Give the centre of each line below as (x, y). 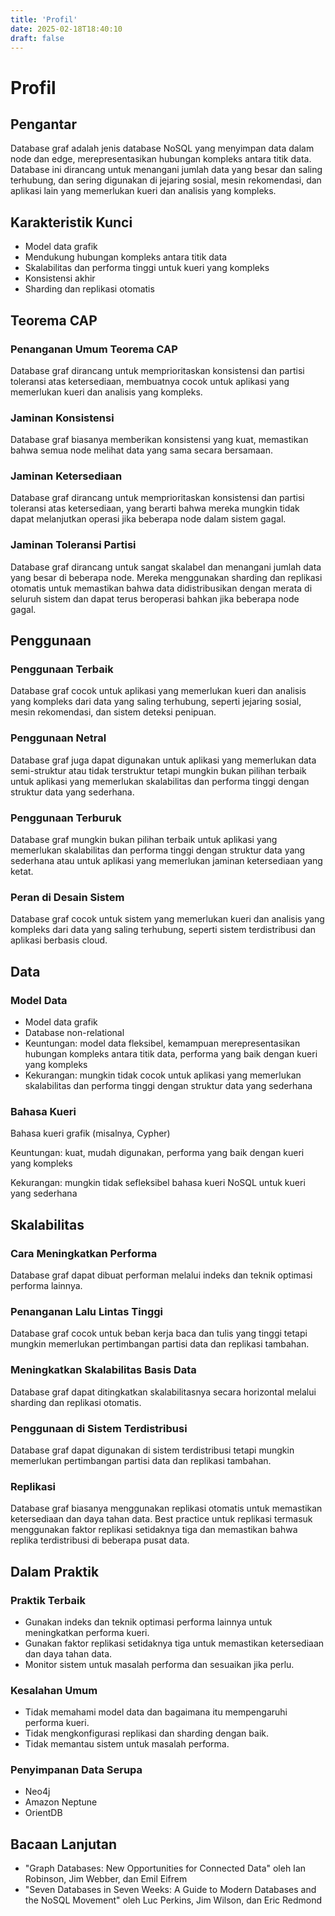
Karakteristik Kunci (71, 222)
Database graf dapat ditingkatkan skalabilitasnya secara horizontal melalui (163, 1392)
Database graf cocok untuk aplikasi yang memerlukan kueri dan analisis (158, 691)
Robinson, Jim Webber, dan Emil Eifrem (106, 1879)
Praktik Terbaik (48, 1600)
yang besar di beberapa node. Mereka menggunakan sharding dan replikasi (166, 577)
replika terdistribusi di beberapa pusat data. (100, 1540)
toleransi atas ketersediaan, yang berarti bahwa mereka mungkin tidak (155, 508)
